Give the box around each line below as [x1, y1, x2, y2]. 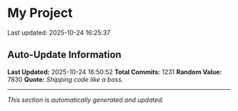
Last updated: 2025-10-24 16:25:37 [7, 28, 111, 37]
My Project [7, 5, 73, 21]
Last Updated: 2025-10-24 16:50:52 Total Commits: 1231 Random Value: [7, 67, 222, 76]
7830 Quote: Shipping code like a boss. [7, 75, 124, 83]
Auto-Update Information [7, 49, 122, 61]
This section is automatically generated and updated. [7, 95, 164, 104]
